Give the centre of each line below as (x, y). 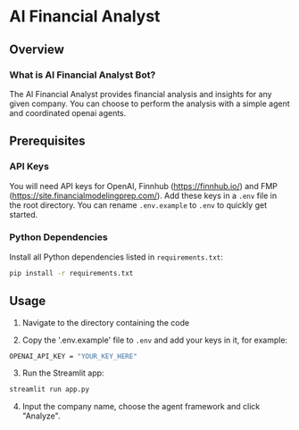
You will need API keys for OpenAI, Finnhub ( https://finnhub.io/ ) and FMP (144, 186)
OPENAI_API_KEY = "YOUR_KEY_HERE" (74, 356)
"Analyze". (41, 416)
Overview (37, 50)
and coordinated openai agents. (68, 112)
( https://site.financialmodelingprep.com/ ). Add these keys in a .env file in (143, 195)
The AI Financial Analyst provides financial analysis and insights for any (141, 94)
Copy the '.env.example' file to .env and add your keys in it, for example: (155, 340)
